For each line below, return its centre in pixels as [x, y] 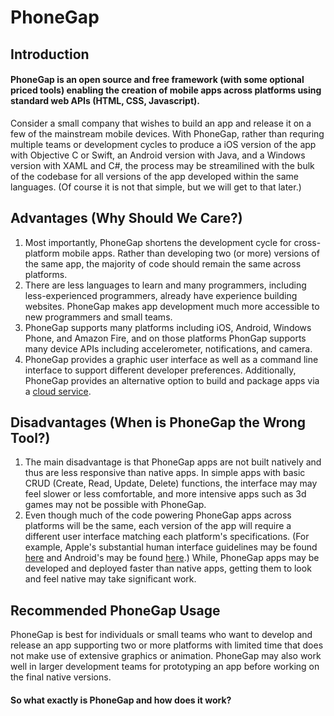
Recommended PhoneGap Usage [115, 610]
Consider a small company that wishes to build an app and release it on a [161, 123]
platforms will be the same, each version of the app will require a [158, 526]
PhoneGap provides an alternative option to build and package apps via [172, 380]
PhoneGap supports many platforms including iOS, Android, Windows [168, 327]
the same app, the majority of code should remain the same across [163, 263]
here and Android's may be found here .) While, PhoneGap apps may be [172, 558]
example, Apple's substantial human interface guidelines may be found [171, 547]
